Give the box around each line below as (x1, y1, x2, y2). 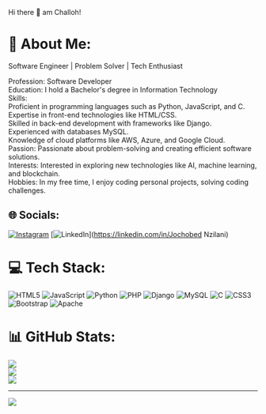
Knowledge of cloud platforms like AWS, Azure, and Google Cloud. (8, 135, 226, 145)
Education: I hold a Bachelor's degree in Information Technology (8, 85, 218, 94)
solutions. (8, 152, 40, 161)
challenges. (8, 186, 46, 195)
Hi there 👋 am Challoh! (8, 8, 82, 17)
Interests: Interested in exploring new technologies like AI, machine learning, (8, 160, 257, 170)
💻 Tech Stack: (8, 258, 106, 277)
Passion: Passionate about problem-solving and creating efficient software (8, 143, 252, 153)
